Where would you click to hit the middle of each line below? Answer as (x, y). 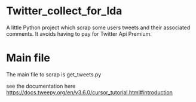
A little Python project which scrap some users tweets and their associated (98, 27)
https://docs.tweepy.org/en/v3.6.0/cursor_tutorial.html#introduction (90, 92)
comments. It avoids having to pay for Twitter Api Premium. (79, 33)
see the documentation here (41, 86)
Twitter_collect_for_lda (64, 11)
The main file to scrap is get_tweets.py (54, 74)
